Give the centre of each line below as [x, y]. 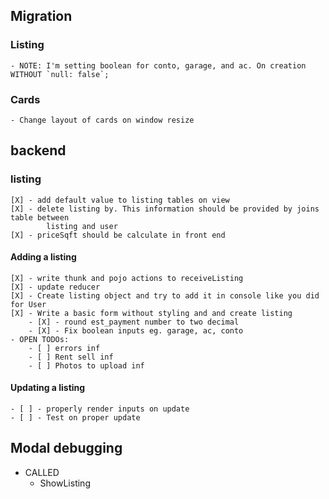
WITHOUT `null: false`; [60, 74]
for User [28, 304]
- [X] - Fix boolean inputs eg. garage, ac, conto [136, 330]
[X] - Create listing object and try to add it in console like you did [165, 295]
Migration [41, 16]
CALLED [42, 472]
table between [40, 217]
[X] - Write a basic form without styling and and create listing [151, 313]
